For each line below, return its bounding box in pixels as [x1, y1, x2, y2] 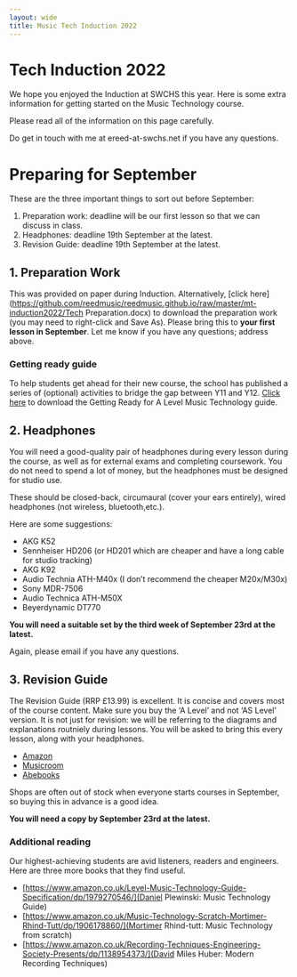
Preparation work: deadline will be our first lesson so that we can [21, 211, 261, 222]
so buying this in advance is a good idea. [9, 796, 159, 807]
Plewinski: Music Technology [164, 892, 271, 903]
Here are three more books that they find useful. [9, 865, 186, 876]
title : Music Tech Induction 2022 [9, 21, 138, 30]
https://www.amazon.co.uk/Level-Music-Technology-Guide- [25, 883, 247, 893]
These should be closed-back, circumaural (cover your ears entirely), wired [9, 492, 286, 503]
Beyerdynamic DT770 [21, 602, 101, 613]
